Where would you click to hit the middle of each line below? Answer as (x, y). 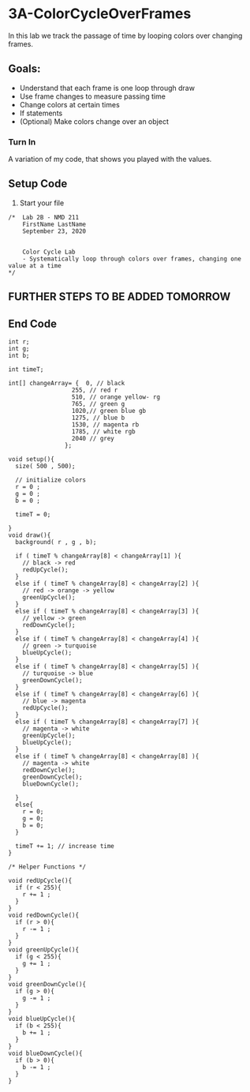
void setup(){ (32, 460)
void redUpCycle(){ (40, 881)
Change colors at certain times (69, 104)
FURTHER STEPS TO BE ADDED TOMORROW (119, 297)
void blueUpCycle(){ (42, 1019)
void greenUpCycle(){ (44, 950)
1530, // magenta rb (105, 425)
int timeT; (26, 370)
